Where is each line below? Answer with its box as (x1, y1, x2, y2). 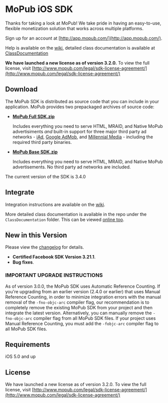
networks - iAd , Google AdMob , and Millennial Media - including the (12, 134, 153, 140)
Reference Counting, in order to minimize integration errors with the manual (5, 294, 161, 300)
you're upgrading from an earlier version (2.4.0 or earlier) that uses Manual (5, 288, 160, 294)
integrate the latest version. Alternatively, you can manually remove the (5, 310, 152, 316)
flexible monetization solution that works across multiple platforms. (5, 25, 144, 31)
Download (5, 85, 38, 94)
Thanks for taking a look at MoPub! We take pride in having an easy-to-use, (5, 20, 161, 26)
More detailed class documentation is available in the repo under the (5, 211, 147, 217)
